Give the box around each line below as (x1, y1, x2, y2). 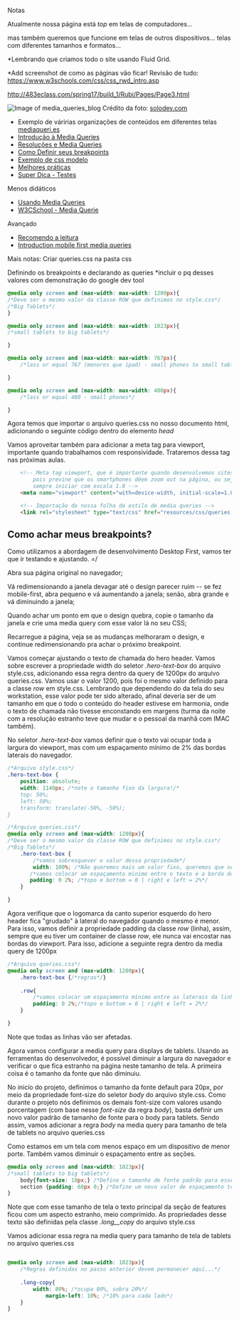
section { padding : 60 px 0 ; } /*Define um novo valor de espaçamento (20, 1183, 224, 1190)
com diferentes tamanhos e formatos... (7, 41, 122, 49)
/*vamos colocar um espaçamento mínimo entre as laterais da (33, 994, 218, 1001)
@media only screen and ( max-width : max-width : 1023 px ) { (7, 322, 180, 329)
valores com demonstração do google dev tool (7, 276, 144, 284)
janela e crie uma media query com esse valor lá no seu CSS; (7, 619, 187, 627)
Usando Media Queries (17, 198, 85, 206)
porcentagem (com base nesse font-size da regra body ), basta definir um (7, 1106, 223, 1114)
